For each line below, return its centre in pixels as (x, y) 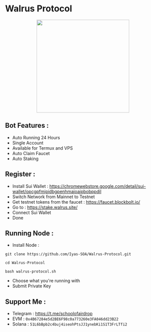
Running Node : (29, 233)
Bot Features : (27, 126)
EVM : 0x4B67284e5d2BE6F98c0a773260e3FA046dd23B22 (65, 319)
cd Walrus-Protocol (25, 263)
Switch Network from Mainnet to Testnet (54, 197)
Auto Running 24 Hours (36, 137)
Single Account (28, 143)
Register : (20, 174)
